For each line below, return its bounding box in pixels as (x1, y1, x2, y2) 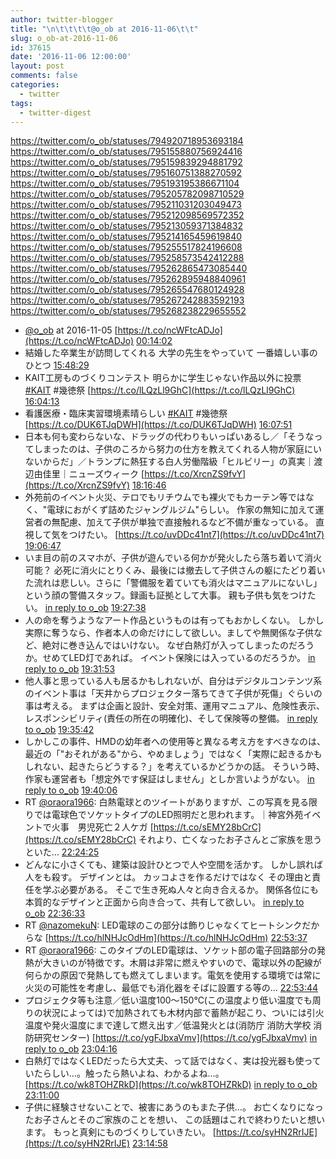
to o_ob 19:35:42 (24, 724, 95, 736)
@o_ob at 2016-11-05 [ (24, 324, 118, 336)
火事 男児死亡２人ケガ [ (51, 821, 154, 833)
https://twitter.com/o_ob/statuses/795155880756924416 (10, 146, 243, 158)
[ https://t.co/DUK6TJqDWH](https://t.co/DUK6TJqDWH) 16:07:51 (24, 419, 293, 431)
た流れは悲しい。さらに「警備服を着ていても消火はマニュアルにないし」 (24, 577, 323, 589)
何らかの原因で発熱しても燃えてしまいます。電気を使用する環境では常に (24, 969, 322, 981)
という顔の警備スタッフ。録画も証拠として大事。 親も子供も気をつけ (24, 589, 308, 601)
